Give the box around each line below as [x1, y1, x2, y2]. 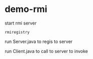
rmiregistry [5, 29, 30, 34]
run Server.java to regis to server [5, 38, 73, 44]
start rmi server [5, 20, 37, 26]
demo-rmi [5, 3, 47, 15]
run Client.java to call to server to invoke [5, 48, 88, 54]
